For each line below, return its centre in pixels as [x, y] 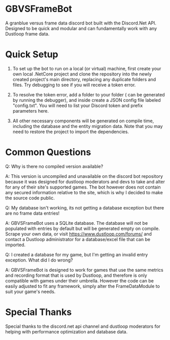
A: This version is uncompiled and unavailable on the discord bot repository [84, 176]
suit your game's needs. [30, 292]
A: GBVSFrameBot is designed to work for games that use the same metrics [84, 270]
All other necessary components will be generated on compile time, [83, 121]
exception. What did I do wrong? [39, 260]
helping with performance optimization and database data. [66, 331]
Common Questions [48, 152]
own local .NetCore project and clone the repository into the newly [82, 74]
